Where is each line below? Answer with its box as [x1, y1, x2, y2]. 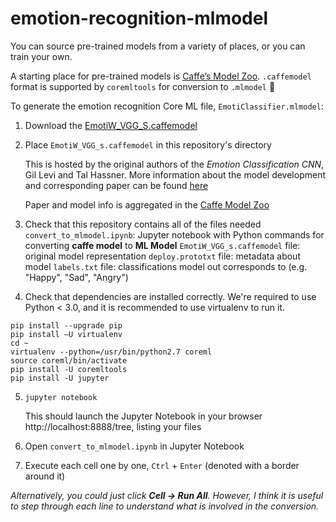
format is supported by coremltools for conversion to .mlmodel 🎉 [10, 80, 276, 92]
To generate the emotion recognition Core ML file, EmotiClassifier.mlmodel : [10, 100, 324, 112]
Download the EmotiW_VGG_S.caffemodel [24, 119, 198, 131]
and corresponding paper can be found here [24, 179, 209, 191]
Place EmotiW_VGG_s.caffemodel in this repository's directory [24, 138, 272, 151]
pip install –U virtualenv [10, 329, 123, 339]
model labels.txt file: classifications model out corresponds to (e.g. [24, 260, 308, 272]
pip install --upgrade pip [10, 320, 123, 331]
